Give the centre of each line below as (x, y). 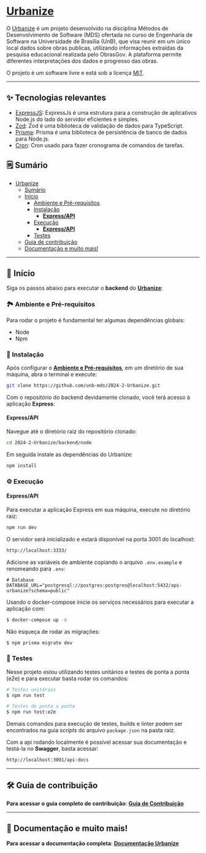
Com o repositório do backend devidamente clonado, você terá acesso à (98, 397)
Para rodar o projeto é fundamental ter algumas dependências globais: (96, 320)
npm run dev (21, 527)
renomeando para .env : (36, 568)
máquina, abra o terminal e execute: (51, 374)
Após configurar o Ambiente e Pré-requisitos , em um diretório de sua (95, 368)
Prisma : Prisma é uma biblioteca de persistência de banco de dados (101, 132)
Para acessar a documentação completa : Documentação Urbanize (93, 843)
